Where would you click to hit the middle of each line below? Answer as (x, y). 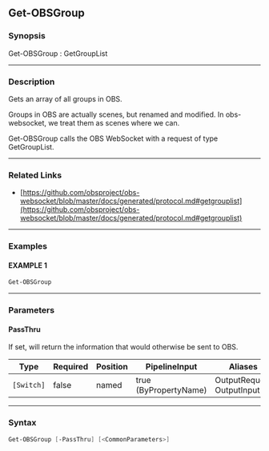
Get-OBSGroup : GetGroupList (58, 53)
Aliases (243, 367)
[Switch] (29, 385)
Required (71, 367)
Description (32, 82)
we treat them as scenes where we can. (114, 122)
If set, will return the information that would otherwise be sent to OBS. (123, 347)
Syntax (22, 423)
